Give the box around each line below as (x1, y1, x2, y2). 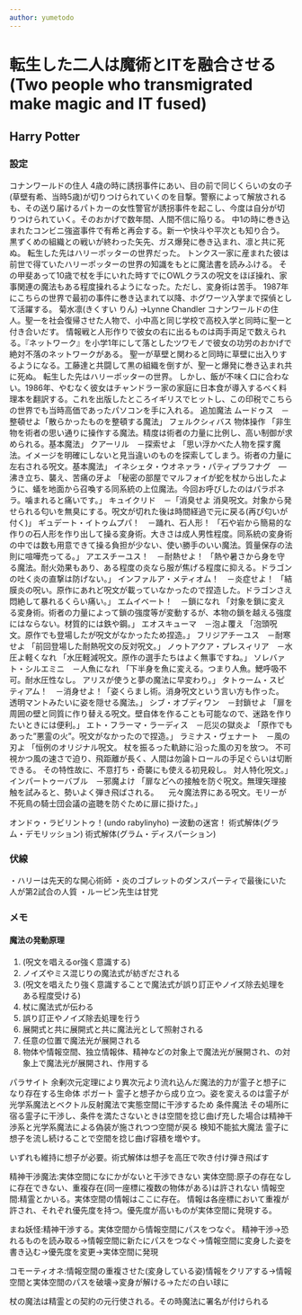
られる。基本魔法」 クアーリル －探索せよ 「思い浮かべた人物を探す (16, 438, 274, 449)
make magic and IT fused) (9, 93, 208, 113)
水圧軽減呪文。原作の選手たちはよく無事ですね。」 (66, 652, 252, 662)
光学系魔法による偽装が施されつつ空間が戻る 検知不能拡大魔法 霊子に (32, 1121, 289, 1133)
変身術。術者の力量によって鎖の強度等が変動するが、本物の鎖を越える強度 (16, 607, 292, 618)
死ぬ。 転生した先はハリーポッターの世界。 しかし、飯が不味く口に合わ (16, 370, 281, 382)
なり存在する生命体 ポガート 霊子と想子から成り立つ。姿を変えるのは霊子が (9, 1088, 289, 1098)
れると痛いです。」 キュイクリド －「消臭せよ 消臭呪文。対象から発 (40, 494, 292, 505)
